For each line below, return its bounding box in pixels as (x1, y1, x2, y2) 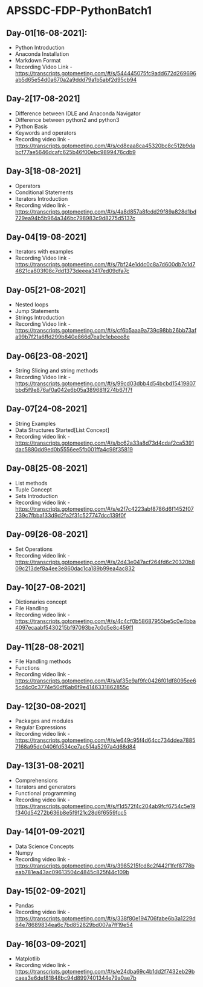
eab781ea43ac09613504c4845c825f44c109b (14, 868, 130, 875)
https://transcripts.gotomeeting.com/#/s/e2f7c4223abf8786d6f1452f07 (14, 505, 195, 513)
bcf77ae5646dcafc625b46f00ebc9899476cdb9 (14, 148, 136, 155)
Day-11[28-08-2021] (6, 641, 85, 652)
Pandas (14, 902, 34, 909)
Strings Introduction (14, 314, 65, 322)
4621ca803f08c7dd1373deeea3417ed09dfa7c (14, 268, 130, 275)
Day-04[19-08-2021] (6, 232, 87, 243)
